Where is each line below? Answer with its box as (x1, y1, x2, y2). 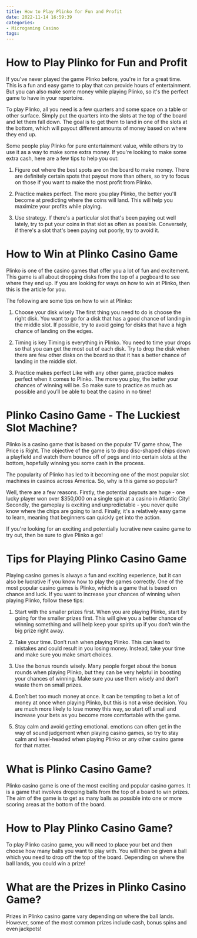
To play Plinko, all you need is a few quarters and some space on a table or (6, 106, 188, 113)
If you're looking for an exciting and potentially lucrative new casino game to (6, 525, 191, 532)
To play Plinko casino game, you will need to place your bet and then (6, 841, 172, 848)
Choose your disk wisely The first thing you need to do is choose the (14, 309, 182, 316)
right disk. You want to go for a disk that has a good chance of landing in (14, 315, 191, 322)
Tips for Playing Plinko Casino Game (6, 553, 187, 566)
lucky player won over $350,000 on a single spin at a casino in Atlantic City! (6, 495, 190, 502)
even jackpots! (6, 925, 42, 932)
